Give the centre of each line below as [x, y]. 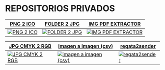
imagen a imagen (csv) [86, 46]
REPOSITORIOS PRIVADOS [60, 9]
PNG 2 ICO [22, 24]
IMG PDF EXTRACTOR [114, 24]
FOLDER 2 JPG [62, 24]
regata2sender [138, 46]
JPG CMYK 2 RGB [30, 46]
